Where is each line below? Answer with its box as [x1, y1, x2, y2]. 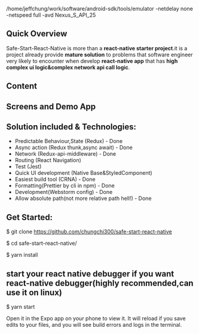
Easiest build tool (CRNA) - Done [14, 176, 96, 183]
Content [6, 81, 38, 92]
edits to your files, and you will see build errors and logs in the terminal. [6, 321, 182, 329]
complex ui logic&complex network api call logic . [6, 63, 130, 71]
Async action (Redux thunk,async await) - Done [14, 144, 133, 151]
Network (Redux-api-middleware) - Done [14, 150, 117, 157]
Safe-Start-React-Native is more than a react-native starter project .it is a [6, 44, 188, 51]
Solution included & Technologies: [6, 122, 136, 132]
